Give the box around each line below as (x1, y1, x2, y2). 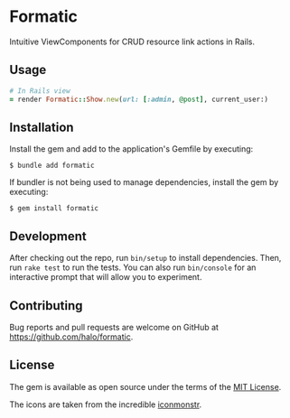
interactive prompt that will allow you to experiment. (9, 272, 202, 283)
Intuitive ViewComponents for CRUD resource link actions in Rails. (9, 36, 256, 47)
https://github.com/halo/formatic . (9, 331, 134, 342)
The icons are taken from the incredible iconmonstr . (9, 399, 202, 410)
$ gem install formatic (9, 204, 99, 213)
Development (9, 228, 88, 244)
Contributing (9, 298, 83, 313)
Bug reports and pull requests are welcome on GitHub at (9, 321, 220, 332)
